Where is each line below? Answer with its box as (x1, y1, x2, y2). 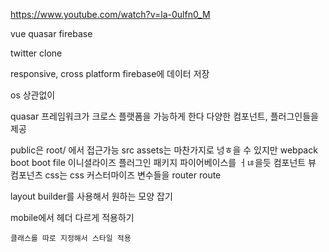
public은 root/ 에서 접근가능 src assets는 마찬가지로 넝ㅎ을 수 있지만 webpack (10, 144, 318, 156)
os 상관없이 (10, 89, 56, 101)
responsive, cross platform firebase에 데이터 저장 (10, 68, 210, 79)
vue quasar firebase (10, 28, 93, 39)
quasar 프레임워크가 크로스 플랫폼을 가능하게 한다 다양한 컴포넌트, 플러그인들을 (10, 110, 319, 122)
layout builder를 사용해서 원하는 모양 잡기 (10, 190, 173, 202)
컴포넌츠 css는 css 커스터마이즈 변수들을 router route (10, 169, 222, 181)
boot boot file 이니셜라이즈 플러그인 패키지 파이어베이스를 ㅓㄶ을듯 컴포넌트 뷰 (10, 157, 317, 168)
